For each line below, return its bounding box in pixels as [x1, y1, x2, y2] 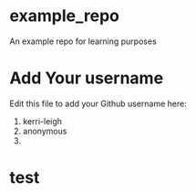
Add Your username [9, 68, 164, 89]
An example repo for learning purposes [9, 36, 157, 47]
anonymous [22, 125, 67, 136]
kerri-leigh [22, 115, 62, 126]
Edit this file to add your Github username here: [9, 98, 187, 109]
